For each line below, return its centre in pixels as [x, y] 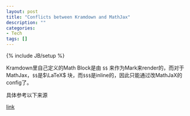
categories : [21, 28]
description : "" [26, 22]
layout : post [22, 11]
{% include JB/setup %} [35, 56]
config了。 [19, 82]
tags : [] [17, 39]
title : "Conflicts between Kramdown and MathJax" [68, 17]
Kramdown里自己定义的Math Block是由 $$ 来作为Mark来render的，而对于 [95, 68]
